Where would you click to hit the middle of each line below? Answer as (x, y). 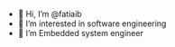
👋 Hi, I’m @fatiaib (50, 14)
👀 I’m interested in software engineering (92, 23)
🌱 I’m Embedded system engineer (81, 33)
